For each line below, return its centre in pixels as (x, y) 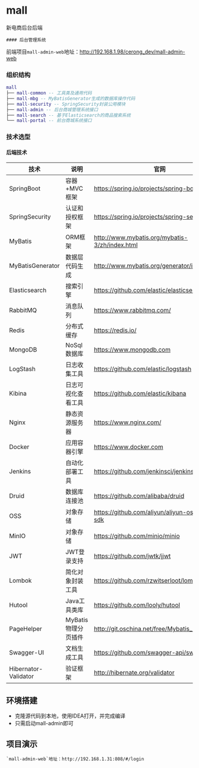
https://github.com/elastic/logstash (142, 369)
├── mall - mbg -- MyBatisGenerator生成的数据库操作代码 (71, 99)
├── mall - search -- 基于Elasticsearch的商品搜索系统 (69, 115)
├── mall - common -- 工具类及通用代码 (49, 93)
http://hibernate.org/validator (134, 673)
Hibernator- (26, 669)
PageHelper (26, 629)
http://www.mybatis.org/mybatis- (141, 238)
